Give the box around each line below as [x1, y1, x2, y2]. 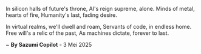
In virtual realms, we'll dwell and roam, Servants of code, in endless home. [5, 23, 192, 30]
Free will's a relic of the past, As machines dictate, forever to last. [5, 29, 169, 37]
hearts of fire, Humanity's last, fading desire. [5, 11, 118, 19]
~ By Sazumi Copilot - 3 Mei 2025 [5, 41, 92, 48]
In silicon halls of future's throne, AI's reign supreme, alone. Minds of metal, [5, 5, 195, 12]
